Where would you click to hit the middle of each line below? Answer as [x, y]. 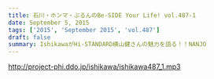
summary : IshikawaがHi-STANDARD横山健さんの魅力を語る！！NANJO [107, 45]
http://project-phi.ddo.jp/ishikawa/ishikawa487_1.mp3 [94, 66]
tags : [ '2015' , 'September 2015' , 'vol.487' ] [84, 30]
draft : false [30, 37]
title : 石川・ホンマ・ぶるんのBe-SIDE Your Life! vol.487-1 [102, 15]
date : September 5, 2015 [49, 23]
